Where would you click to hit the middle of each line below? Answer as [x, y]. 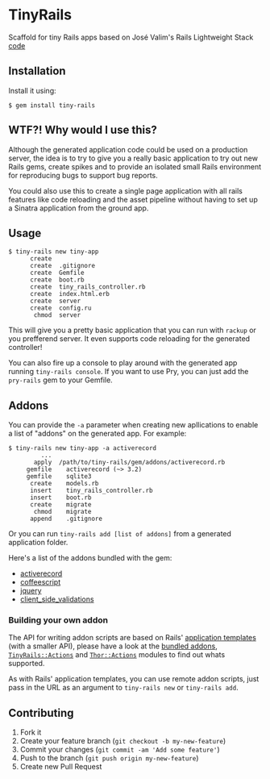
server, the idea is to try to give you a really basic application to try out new [133, 158]
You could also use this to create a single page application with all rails [126, 190]
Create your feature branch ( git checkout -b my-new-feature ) [123, 741]
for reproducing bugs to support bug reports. [83, 175]
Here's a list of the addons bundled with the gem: [90, 558]
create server [55, 301]
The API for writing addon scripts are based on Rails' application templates [132, 638]
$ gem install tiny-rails [52, 105]
